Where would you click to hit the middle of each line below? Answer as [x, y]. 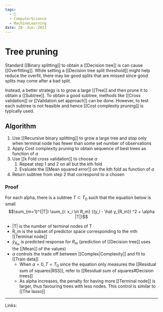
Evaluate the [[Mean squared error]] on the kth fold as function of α [87, 169]
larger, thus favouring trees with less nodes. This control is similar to [88, 286]
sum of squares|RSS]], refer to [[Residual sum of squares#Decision [86, 271]
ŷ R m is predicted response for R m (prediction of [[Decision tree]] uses [81, 243]
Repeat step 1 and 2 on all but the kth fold [61, 164]
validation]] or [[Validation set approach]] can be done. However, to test [77, 101]
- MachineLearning [28, 23]
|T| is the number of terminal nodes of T [52, 226]
